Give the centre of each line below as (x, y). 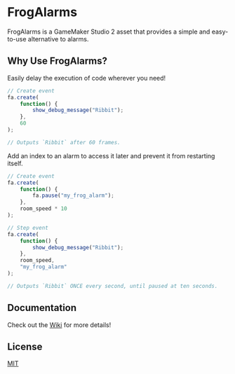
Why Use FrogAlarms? (57, 61)
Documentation (42, 308)
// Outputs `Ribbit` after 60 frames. (64, 142)
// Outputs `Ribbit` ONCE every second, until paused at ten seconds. (113, 286)
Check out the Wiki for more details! (59, 325)
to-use (17, 39)
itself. (15, 163)
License (25, 346)
